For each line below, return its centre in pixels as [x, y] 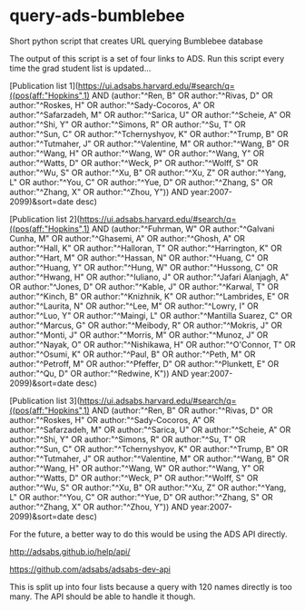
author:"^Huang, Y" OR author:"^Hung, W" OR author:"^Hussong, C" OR [144, 267]
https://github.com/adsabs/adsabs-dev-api [90, 569]
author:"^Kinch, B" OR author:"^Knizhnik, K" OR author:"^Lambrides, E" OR [149, 296]
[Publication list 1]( [44, 85]
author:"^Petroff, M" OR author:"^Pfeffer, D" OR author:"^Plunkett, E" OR [144, 363]
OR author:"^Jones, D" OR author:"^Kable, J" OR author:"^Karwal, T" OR [144, 286]
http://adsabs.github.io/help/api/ [70, 551]
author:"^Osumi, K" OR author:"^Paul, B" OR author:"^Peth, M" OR [133, 354]
